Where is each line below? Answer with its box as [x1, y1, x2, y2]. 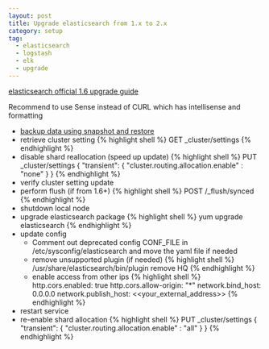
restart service [19, 305, 69, 315]
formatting [8, 110, 43, 120]
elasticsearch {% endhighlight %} [19, 220, 132, 230]
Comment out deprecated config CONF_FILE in [31, 237, 188, 247]
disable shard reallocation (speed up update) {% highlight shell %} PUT [19, 152, 258, 161]
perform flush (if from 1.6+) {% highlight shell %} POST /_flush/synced [19, 186, 255, 196]
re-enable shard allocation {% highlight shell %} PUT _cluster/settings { [19, 314, 258, 324]
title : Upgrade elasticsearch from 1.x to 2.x [8, 19, 168, 27]
